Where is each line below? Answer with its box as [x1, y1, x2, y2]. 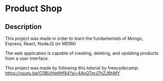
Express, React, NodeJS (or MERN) [5, 41, 76, 47]
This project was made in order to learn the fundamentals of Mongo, [5, 35, 143, 41]
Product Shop [5, 3, 62, 14]
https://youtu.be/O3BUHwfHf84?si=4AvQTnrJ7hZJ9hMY [5, 70, 120, 76]
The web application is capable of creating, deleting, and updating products [5, 50, 159, 56]
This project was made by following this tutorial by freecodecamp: [5, 65, 139, 71]
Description [5, 23, 42, 31]
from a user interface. [5, 55, 49, 61]
